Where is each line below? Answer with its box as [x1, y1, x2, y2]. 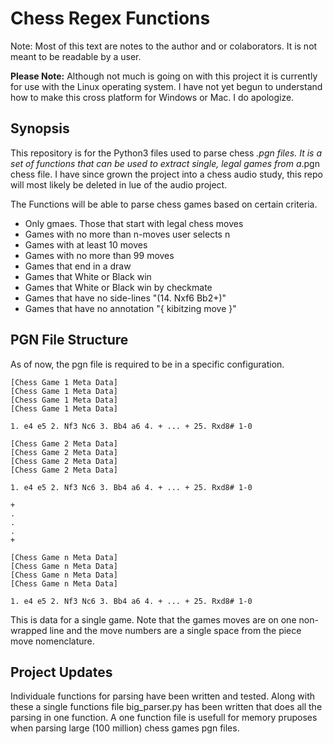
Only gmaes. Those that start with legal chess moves [24, 217, 244, 229]
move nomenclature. [10, 635, 95, 647]
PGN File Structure [10, 332, 129, 349]
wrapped [10, 624, 48, 636]
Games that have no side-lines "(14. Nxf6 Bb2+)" [24, 292, 227, 304]
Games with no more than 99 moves [24, 249, 175, 261]
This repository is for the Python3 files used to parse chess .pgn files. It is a [10, 147, 322, 159]
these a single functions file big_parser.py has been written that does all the [10, 701, 323, 713]
